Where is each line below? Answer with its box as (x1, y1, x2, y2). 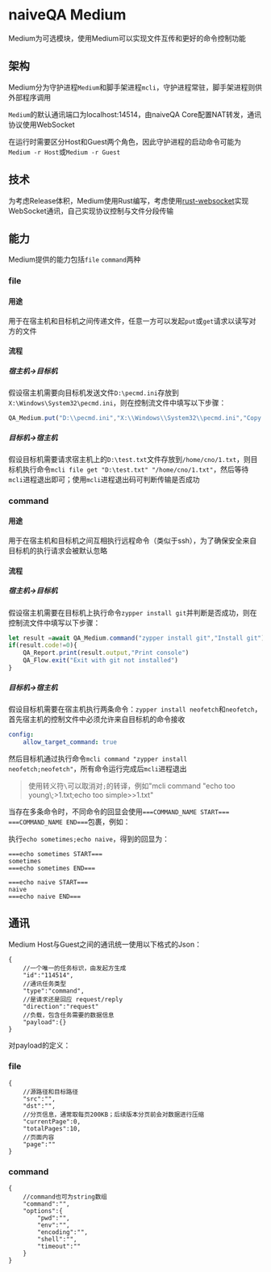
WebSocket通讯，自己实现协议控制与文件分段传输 (8, 206, 174, 216)
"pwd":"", (37, 1214, 70, 1223)
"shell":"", (37, 1236, 78, 1244)
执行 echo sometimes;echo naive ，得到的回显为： (8, 833, 169, 843)
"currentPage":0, (23, 1117, 81, 1126)
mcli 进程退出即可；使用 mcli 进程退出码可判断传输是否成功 (8, 474, 200, 484)
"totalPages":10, (23, 1124, 81, 1132)
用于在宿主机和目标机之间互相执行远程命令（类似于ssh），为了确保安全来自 (8, 535, 257, 546)
